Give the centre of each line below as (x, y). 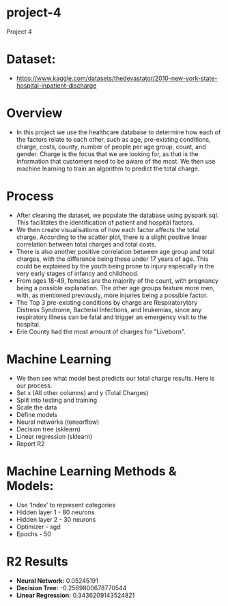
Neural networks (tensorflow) (58, 422)
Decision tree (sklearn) (48, 429)
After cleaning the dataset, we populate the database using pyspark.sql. (117, 215)
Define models (37, 414)
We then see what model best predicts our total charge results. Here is (116, 378)
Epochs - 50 (34, 534)
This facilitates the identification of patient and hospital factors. (105, 222)
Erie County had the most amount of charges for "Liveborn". (101, 331)
